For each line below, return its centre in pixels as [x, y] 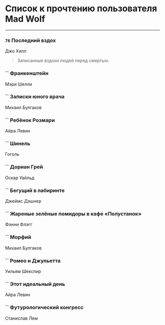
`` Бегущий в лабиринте [35, 190]
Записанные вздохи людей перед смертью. [63, 61]
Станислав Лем [22, 318]
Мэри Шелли [19, 84]
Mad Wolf [25, 19]
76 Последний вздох [30, 40]
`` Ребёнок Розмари [30, 120]
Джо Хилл [16, 51]
